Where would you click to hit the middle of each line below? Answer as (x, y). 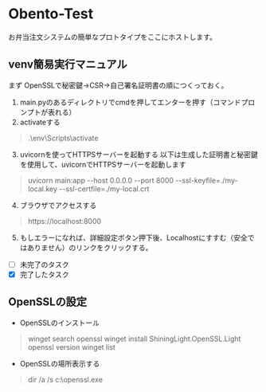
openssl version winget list (71, 347)
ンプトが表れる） (48, 112)
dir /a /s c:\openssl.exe (65, 379)
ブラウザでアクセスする (58, 205)
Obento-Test (51, 14)
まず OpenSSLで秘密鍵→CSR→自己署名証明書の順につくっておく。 (118, 85)
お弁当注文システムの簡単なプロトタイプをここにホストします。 (113, 37)
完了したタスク (44, 274)
